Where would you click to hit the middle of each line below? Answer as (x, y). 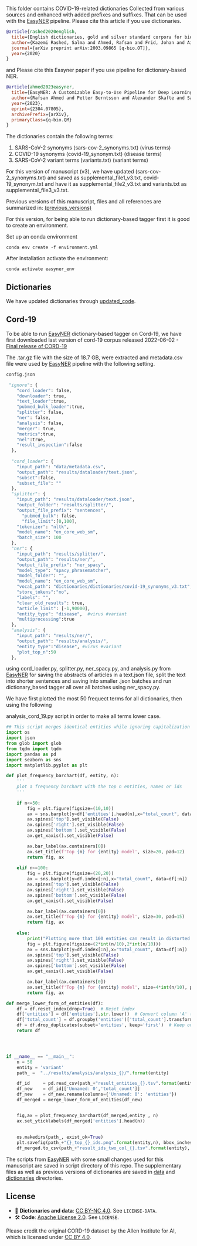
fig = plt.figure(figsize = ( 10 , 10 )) (71, 808)
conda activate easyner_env (40, 269)
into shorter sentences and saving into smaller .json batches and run (89, 681)
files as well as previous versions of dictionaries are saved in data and (91, 1172)
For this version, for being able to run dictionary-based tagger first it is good (98, 219)
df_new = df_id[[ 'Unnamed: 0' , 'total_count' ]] (79, 1089)
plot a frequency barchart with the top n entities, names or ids (99, 787)
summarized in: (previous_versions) (49, 208)
